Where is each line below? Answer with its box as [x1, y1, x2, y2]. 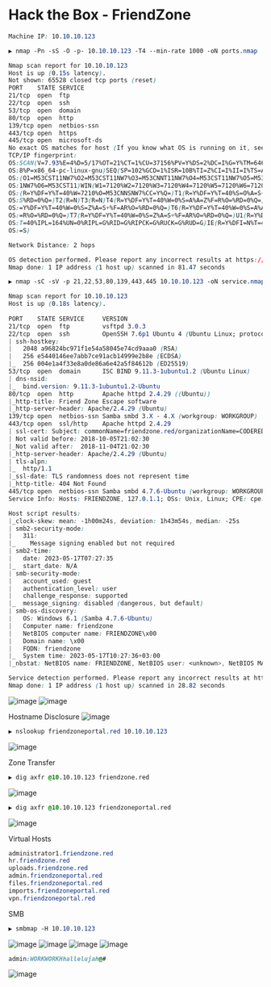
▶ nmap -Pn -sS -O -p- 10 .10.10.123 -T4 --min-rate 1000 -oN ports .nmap [8, 47, 258, 55]
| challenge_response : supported [8, 592, 128, 600]
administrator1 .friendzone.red [8, 849, 114, 857]
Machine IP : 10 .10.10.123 [8, 32, 95, 40]
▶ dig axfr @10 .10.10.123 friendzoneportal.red [8, 803, 172, 812]
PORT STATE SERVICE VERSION [8, 315, 128, 323]
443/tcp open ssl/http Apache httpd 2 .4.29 [8, 420, 172, 429]
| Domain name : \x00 [8, 637, 85, 645]
